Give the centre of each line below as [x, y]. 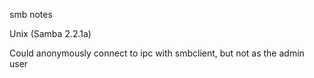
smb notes [31, 14]
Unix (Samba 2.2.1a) [50, 33]
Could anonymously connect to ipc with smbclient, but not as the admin [157, 53]
